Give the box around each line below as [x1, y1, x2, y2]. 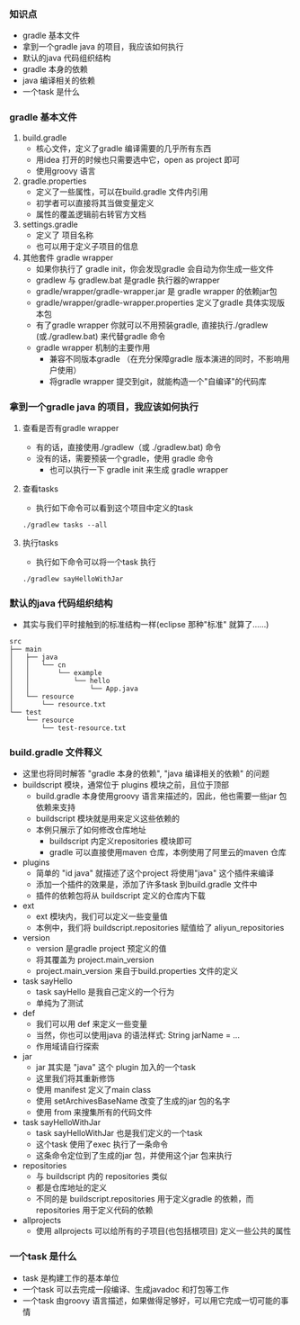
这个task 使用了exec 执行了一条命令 [35, 1139, 169, 1149]
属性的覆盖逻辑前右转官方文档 [35, 209, 146, 220]
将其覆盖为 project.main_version [35, 954, 154, 965]
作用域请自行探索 [35, 1041, 100, 1052]
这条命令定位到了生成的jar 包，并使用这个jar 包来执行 [35, 1150, 233, 1161]
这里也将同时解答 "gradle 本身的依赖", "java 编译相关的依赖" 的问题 [22, 768, 270, 780]
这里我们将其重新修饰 [35, 1073, 115, 1084]
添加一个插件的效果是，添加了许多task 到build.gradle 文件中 [35, 879, 258, 890]
